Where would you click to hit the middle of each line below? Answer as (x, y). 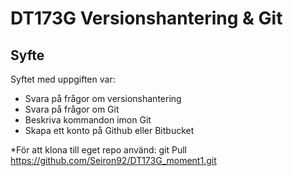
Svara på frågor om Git (72, 109)
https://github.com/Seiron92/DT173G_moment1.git (113, 160)
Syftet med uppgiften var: (63, 79)
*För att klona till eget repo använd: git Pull (98, 150)
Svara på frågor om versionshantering (103, 98)
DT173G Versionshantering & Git (146, 18)
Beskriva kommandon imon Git (88, 120)
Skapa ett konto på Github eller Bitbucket (109, 130)
